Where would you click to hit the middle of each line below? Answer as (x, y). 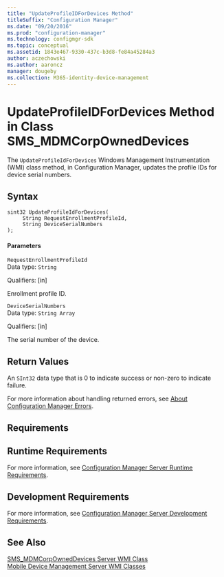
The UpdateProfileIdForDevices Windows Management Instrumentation (109, 160)
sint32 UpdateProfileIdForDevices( (58, 212)
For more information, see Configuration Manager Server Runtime (100, 468)
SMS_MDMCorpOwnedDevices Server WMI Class (78, 558)
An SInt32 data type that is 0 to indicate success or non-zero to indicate (109, 378)
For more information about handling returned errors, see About (97, 399)
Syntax (23, 196)
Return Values (38, 362)
